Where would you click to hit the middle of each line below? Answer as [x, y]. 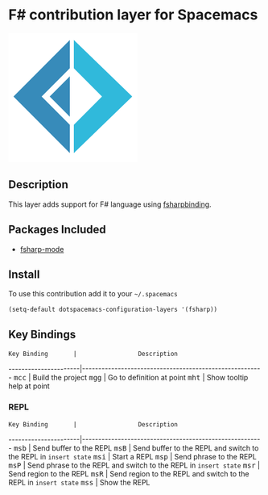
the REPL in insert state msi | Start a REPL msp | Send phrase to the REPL [133, 457]
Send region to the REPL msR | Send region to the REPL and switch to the [129, 474]
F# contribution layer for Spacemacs [133, 15]
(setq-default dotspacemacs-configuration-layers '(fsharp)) [113, 310]
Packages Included [57, 230]
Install [24, 274]
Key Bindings [42, 334]
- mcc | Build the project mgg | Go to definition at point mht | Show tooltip [128, 378]
